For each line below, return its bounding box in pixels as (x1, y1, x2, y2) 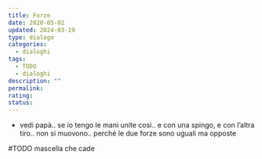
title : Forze (8, 11, 51, 20)
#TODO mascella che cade (8, 144, 96, 154)
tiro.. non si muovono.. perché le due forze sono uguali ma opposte (19, 128, 237, 138)
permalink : (8, 84, 44, 92)
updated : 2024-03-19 (8, 26, 76, 34)
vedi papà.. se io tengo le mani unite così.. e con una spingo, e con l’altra (19, 121, 255, 130)
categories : (8, 41, 47, 49)
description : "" (8, 77, 61, 85)
